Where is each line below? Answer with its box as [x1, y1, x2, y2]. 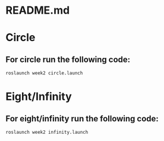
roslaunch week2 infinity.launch [5, 129, 89, 136]
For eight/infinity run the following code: [5, 114, 159, 124]
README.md [5, 4, 70, 17]
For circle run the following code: [5, 54, 131, 64]
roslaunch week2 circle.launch [5, 70, 83, 76]
